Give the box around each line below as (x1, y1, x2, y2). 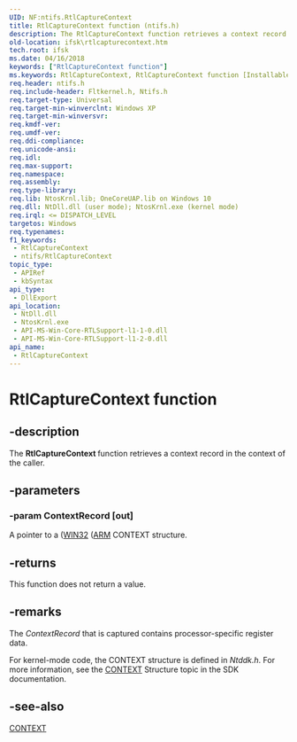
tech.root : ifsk (9, 46, 69, 55)
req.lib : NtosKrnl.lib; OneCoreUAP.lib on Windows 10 (9, 194, 212, 204)
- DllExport (12, 293, 57, 302)
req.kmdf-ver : (9, 121, 62, 129)
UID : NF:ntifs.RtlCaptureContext (9, 12, 133, 22)
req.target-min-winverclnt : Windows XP (9, 104, 156, 113)
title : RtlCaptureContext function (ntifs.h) (9, 21, 179, 30)
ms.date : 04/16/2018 (9, 54, 86, 63)
